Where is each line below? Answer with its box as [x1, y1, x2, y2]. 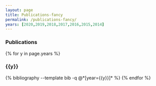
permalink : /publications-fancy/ [5, 17, 77, 22]
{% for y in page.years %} [5, 50, 61, 56]
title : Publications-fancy [5, 12, 63, 17]
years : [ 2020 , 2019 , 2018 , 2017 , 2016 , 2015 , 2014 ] [5, 21, 104, 27]
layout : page [5, 7, 33, 13]
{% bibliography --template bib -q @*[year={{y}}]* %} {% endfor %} [5, 75, 151, 81]
